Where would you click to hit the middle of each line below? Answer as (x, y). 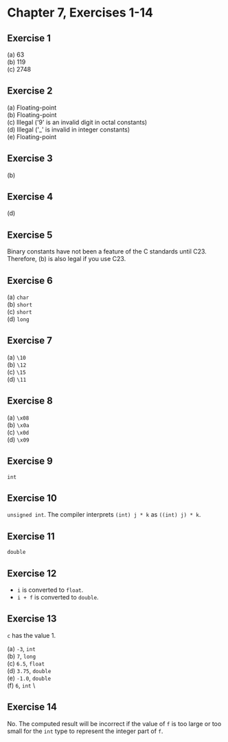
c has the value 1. (32, 635)
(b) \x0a (18, 424)
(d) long (18, 319)
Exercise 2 (30, 91)
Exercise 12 (32, 573)
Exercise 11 (31, 536)
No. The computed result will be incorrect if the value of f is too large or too (114, 723)
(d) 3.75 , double (29, 670)
